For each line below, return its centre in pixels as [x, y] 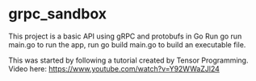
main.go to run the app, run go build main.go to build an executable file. [127, 44]
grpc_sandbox [58, 14]
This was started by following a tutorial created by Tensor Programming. [128, 60]
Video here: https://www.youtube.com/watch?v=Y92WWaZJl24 [114, 68]
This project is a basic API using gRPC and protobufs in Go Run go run [125, 36]
